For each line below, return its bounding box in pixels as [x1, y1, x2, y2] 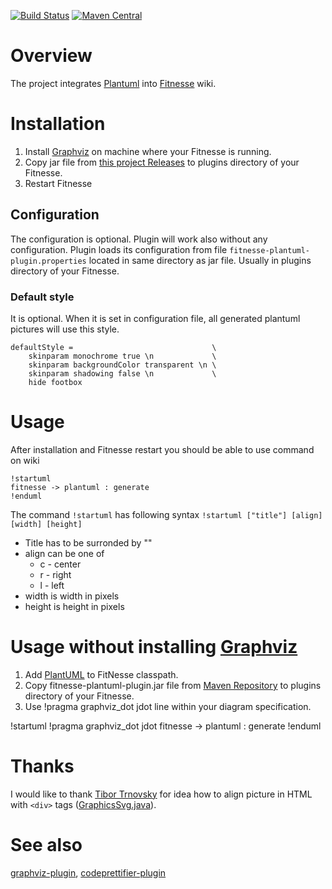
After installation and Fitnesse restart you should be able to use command [10, 443, 315, 455]
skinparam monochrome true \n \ [28, 351, 217, 361]
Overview [10, 45, 93, 67]
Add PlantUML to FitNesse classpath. [24, 668, 179, 680]
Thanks [10, 755, 75, 778]
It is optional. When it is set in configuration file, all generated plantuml [10, 312, 301, 324]
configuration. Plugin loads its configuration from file [10, 243, 228, 255]
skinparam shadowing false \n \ [28, 368, 217, 379]
